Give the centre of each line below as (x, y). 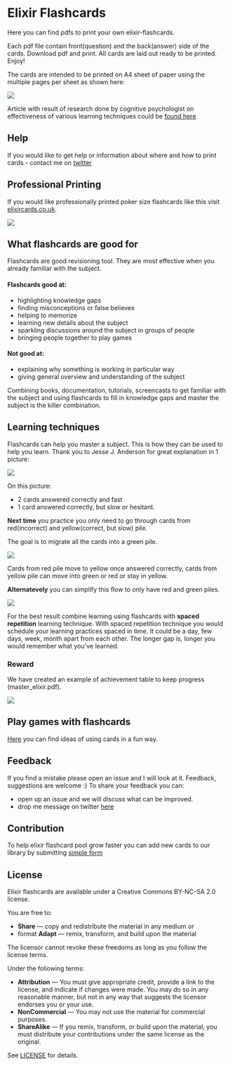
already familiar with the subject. (54, 269)
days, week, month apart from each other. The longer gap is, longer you (111, 638)
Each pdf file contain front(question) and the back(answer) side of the (108, 46)
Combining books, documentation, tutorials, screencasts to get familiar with (117, 390)
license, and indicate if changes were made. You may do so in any (113, 990)
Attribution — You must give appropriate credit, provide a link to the (116, 982)
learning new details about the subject (73, 322)
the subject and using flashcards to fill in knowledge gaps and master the (113, 397)
